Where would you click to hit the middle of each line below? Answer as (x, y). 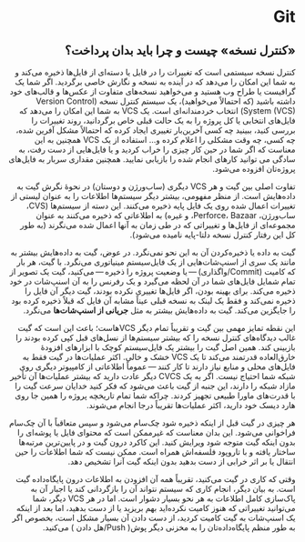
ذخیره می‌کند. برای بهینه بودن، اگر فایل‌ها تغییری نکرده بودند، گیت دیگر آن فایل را (160, 291)
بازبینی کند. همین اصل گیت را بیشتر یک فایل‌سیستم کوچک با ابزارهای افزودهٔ (168, 347)
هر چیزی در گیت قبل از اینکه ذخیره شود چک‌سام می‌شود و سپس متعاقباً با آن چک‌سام (152, 423)
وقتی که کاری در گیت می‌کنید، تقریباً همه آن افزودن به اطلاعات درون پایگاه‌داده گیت (156, 479)
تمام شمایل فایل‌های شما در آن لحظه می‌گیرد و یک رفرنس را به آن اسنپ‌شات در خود (152, 281)
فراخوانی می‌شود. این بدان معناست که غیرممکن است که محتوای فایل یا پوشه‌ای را (156, 432)
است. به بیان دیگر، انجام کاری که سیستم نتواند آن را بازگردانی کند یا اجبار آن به (163, 489)
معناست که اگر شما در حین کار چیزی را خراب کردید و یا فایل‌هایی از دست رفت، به (157, 149)
